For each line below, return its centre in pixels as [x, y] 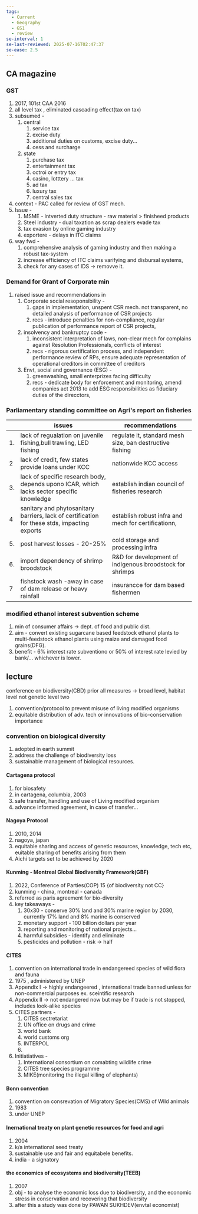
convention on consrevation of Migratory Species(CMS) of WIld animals [102, 1101]
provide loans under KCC [55, 467]
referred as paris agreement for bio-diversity [69, 898]
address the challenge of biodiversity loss [65, 755]
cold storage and [135, 540]
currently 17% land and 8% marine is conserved [82, 917]
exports [31, 530]
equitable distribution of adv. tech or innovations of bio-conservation [98, 715]
